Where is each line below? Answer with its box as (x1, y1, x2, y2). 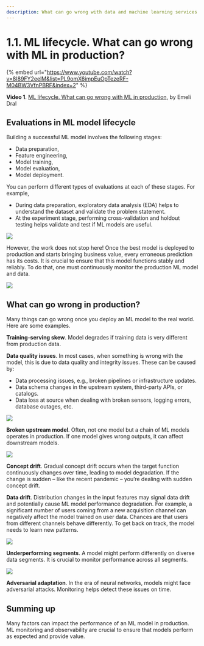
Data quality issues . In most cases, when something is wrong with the (6, 352, 183, 360)
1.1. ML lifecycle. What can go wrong (6, 35, 194, 49)
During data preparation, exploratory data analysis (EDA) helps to (15, 201, 179, 209)
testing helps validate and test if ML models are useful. (15, 221, 153, 228)
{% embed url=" (6, 68, 47, 76)
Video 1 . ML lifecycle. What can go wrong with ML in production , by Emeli (6, 93, 191, 101)
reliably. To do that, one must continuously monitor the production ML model (6, 264, 199, 271)
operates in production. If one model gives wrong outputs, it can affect (6, 433, 184, 440)
